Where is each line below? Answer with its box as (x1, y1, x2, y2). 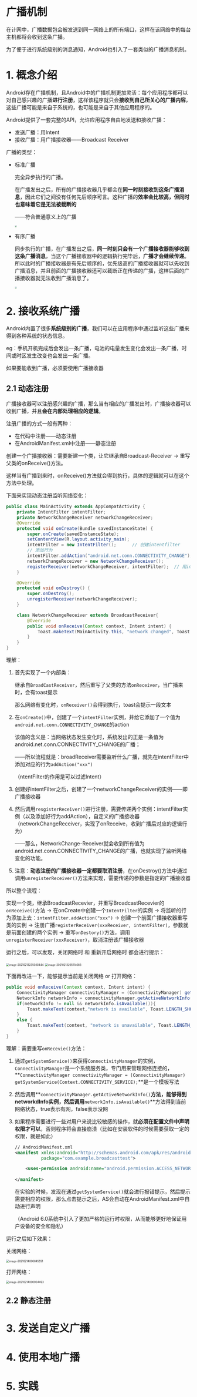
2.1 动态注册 (6, 383, 49, 394)
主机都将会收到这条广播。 (6, 33, 68, 40)
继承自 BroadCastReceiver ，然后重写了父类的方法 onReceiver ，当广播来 (14, 681, 184, 689)
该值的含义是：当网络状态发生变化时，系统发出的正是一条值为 (14, 734, 164, 741)
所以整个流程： (6, 887, 42, 894)
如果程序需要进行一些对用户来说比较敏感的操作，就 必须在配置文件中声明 (14, 1117, 189, 1125)
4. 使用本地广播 (6, 1351, 80, 1364)
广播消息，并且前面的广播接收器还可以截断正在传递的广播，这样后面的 (14, 267, 185, 274)
